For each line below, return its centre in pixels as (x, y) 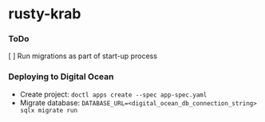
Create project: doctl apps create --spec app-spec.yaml (113, 94)
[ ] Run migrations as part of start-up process (83, 56)
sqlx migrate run (49, 110)
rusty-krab (45, 14)
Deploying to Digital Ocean (61, 77)
